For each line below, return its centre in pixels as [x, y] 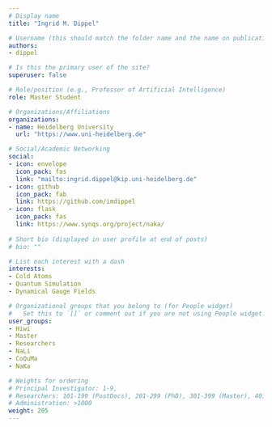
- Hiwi [19, 328]
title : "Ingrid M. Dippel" [54, 23]
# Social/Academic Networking [59, 149]
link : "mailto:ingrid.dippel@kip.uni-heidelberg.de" [106, 179]
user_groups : [30, 321]
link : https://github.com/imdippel [76, 202]
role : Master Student [45, 97]
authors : [23, 45]
